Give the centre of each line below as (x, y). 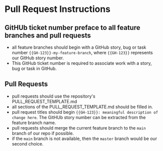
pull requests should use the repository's (54, 96)
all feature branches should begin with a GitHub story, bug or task (79, 47)
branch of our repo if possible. (43, 133)
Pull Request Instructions (58, 9)
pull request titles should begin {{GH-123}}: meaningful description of (85, 112)
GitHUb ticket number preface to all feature (73, 28)
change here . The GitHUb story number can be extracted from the (79, 117)
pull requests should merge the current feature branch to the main (79, 128)
